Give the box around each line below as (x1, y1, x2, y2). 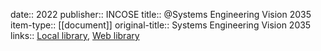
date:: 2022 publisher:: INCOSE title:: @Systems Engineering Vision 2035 (10, 9, 312, 20)
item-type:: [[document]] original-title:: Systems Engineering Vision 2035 (10, 19, 312, 31)
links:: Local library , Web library (10, 30, 140, 41)
